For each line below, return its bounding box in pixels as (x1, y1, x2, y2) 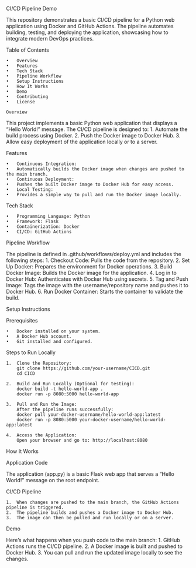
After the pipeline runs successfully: (16, 406, 114, 412)
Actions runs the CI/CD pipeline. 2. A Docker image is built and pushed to (6, 543, 183, 550)
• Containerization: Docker (6, 224, 80, 230)
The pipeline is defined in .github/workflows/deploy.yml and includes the (6, 251, 181, 257)
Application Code (6, 459, 48, 466)
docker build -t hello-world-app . (16, 386, 104, 392)
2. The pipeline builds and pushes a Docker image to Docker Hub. (6, 510, 174, 516)
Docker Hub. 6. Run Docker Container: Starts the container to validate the (6, 288, 183, 295)
